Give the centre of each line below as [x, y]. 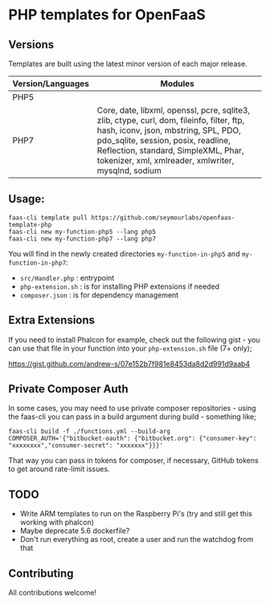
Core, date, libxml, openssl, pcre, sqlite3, [174, 110]
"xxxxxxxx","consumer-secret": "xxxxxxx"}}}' [86, 446]
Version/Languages [51, 84]
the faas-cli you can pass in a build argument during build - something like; [133, 417]
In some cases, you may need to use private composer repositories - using [132, 409]
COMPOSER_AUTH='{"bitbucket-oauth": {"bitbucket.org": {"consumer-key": [133, 439]
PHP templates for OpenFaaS [107, 15]
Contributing [41, 573]
